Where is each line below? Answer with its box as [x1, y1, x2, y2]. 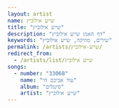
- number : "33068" [14, 70, 69, 77]
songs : [7, 63, 27, 70]
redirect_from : [7, 50, 53, 58]
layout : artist [7, 10, 53, 18]
